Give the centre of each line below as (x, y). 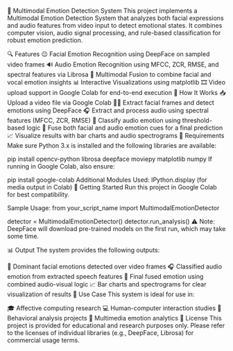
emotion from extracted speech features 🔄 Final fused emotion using (105, 276)
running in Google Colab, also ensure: (61, 166)
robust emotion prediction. (45, 40)
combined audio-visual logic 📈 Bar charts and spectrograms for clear (107, 284)
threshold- (197, 120)
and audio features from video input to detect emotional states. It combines (115, 25)
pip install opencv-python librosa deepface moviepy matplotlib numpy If (110, 159)
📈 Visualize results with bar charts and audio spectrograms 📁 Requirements (116, 136)
